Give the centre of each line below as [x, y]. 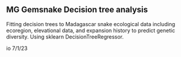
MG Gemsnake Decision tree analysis [77, 10]
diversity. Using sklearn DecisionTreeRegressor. [65, 37]
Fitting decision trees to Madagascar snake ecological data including [91, 24]
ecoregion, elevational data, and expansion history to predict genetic [90, 30]
